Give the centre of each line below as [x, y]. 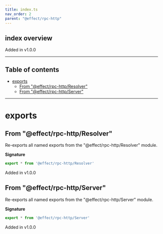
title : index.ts [21, 9]
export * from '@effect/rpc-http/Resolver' [50, 163]
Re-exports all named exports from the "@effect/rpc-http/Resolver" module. [81, 145]
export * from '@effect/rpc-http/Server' [48, 218]
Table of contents [32, 70]
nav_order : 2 [18, 14]
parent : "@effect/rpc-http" [33, 18]
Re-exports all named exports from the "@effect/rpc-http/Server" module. [79, 200]
